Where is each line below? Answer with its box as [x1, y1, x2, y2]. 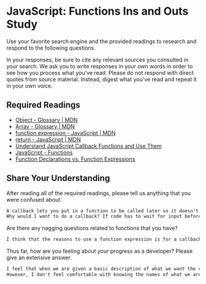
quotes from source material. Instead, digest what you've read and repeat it [6, 75, 197, 83]
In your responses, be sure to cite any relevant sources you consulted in [6, 56, 189, 63]
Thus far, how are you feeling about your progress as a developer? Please [6, 247, 193, 255]
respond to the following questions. [6, 44, 96, 52]
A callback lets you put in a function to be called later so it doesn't [6, 207, 199, 214]
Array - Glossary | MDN [15, 123, 75, 130]
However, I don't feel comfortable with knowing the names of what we [6, 272, 191, 278]
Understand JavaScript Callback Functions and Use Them [15, 142, 162, 150]
